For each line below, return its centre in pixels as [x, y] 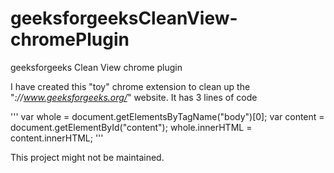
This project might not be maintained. [87, 157]
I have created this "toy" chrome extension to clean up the [130, 86]
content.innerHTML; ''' [57, 138]
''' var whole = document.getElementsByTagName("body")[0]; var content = [167, 116]
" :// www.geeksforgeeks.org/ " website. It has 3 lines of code [134, 97]
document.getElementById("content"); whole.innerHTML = [131, 127]
